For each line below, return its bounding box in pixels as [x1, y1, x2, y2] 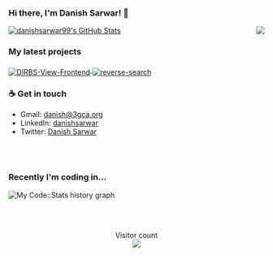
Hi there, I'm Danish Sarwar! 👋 [8, 7, 129, 19]
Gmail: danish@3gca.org [19, 110, 103, 119]
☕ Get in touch [8, 89, 67, 100]
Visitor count [115, 230, 158, 240]
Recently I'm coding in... [8, 171, 107, 183]
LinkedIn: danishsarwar [19, 118, 99, 128]
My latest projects [8, 46, 82, 58]
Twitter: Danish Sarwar [19, 127, 97, 137]
